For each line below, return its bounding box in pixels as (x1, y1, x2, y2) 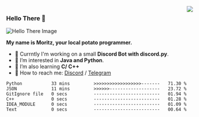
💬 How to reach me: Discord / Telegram (14, 69, 111, 76)
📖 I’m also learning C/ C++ (14, 63, 80, 70)
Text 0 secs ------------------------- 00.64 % (6, 106, 187, 113)
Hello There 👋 (6, 14, 46, 22)
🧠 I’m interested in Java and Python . (14, 57, 104, 64)
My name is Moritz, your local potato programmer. (6, 39, 132, 46)
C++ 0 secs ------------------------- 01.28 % (6, 96, 187, 102)
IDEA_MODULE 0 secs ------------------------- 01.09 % (6, 102, 187, 108)
